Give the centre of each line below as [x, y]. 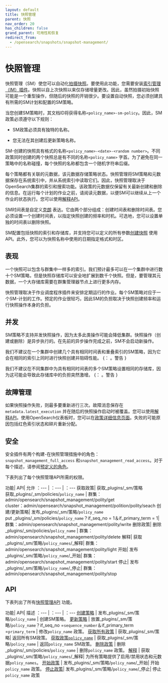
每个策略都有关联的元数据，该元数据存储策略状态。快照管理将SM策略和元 [81, 174]
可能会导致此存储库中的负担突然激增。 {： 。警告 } [66, 375]
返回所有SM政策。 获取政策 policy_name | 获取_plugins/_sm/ [73, 638]
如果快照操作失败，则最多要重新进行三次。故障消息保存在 [64, 405]
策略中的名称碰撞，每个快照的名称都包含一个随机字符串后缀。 [69, 163]
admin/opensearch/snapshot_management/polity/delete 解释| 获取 [74, 537]
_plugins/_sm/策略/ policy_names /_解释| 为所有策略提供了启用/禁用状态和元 [81, 656]
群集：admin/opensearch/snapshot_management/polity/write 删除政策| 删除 [83, 524]
